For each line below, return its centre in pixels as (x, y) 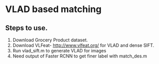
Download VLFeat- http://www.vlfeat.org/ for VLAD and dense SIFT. (83, 45)
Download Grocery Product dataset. (50, 40)
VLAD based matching (53, 9)
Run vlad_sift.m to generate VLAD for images (59, 51)
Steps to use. (27, 28)
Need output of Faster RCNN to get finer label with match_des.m (80, 56)
